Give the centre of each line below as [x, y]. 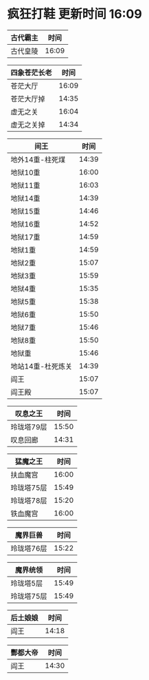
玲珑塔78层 [29, 500]
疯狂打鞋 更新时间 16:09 [74, 14]
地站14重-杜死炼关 [42, 366]
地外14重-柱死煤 [38, 159]
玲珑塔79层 [29, 426]
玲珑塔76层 [29, 548]
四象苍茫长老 [32, 72]
